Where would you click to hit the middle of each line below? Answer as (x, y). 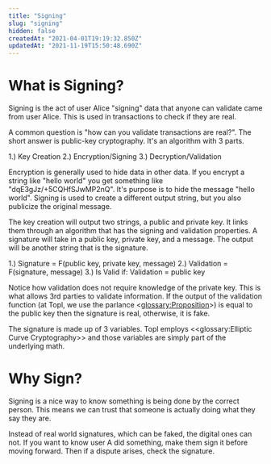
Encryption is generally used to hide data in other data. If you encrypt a (127, 172)
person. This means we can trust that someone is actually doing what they (132, 410)
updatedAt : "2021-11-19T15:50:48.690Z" (75, 46)
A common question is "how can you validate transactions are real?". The (130, 132)
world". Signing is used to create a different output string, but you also (125, 198)
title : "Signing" (38, 16)
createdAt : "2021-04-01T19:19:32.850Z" (75, 38)
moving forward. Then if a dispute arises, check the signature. (112, 451)
